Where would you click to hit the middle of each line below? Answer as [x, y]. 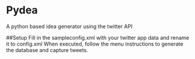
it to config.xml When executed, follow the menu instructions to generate [95, 44]
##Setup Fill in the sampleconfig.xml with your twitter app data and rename [98, 37]
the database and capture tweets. [47, 50]
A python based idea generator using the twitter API [69, 26]
